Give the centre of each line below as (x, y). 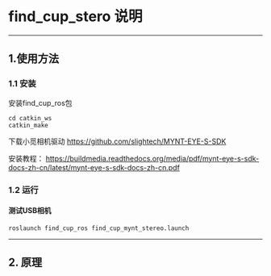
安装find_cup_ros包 (40, 102)
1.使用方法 (34, 59)
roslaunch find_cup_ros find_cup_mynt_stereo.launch (99, 228)
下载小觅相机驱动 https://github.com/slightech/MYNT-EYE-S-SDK (117, 141)
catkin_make (28, 125)
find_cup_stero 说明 (75, 17)
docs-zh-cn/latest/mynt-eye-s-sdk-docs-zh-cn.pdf (94, 167)
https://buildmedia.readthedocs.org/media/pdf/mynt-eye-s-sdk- (152, 158)
